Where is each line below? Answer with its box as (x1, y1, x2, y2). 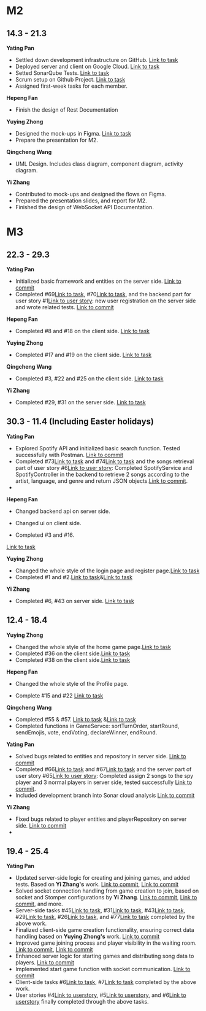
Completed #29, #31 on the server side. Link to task (15, 399, 146, 406)
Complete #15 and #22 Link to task (15, 691, 104, 699)
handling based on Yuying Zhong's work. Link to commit (15, 933, 160, 940)
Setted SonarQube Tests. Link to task (15, 69, 109, 77)
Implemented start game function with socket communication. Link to (15, 966, 191, 973)
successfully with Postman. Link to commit (15, 451, 124, 458)
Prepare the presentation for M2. (15, 136, 98, 144)
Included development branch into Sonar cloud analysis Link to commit (15, 791, 195, 799)
